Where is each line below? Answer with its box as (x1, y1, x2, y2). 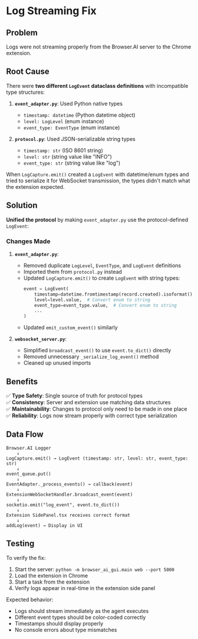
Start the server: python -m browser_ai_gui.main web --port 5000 (14, 565, 175, 573)
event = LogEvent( (23, 286, 69, 291)
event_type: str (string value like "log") (23, 159, 121, 166)
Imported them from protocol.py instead (23, 268, 123, 275)
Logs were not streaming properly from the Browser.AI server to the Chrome (6, 43, 192, 50)
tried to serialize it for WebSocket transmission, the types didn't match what (6, 177, 190, 184)
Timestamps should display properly (14, 620, 104, 627)
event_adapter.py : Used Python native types (14, 100, 123, 107)
